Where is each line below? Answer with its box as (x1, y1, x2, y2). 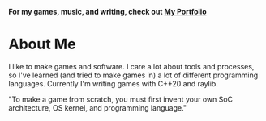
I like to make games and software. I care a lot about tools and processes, (8, 61, 255, 71)
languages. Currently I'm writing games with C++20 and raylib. (8, 78, 219, 88)
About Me (8, 35, 76, 53)
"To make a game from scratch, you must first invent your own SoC (8, 94, 234, 104)
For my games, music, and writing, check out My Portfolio (8, 7, 207, 16)
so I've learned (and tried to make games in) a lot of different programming (8, 70, 259, 80)
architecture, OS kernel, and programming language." (8, 102, 187, 112)
